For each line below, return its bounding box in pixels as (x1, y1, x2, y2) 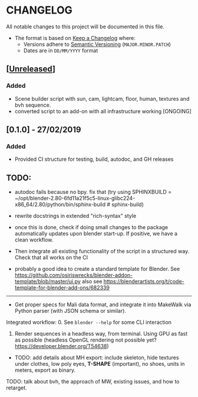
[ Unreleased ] (6, 64, 56, 74)
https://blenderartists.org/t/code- (103, 278, 184, 285)
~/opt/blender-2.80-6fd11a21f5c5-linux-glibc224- (14, 195, 136, 202)
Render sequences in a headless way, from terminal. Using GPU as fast (14, 330, 188, 338)
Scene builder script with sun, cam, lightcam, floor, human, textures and (14, 95, 190, 102)
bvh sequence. (14, 101, 51, 108)
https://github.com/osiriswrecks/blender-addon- (14, 272, 133, 279)
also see (81, 278, 103, 285)
